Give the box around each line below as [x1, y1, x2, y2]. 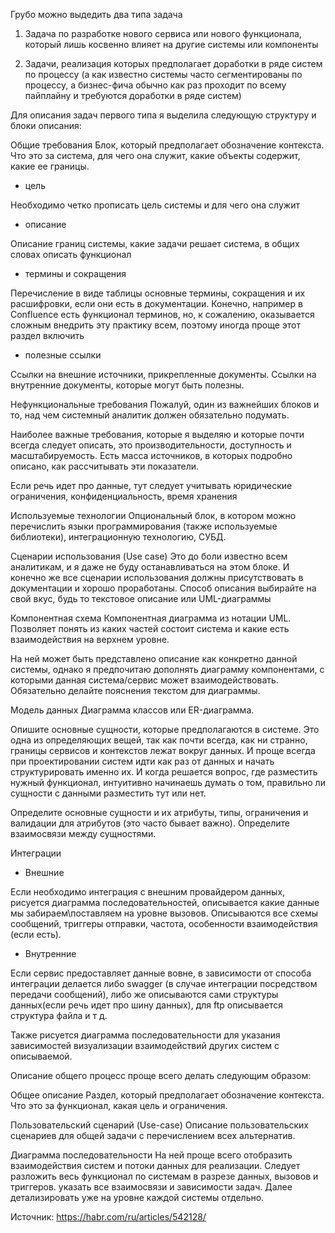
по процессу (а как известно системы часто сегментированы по [24, 69, 303, 80]
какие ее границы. [10, 160, 90, 172]
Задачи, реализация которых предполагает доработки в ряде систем [24, 58, 323, 69]
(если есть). [10, 929, 62, 940]
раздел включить [10, 330, 85, 341]
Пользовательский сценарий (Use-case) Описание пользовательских [10, 1119, 309, 1131]
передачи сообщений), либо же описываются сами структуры [10, 989, 279, 1000]
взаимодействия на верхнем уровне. [10, 634, 170, 645]
